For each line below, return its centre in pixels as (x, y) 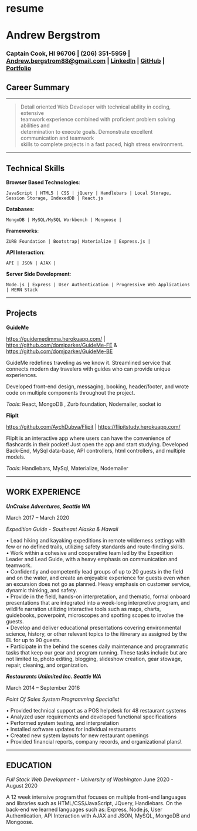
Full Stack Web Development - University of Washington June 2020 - (90, 779)
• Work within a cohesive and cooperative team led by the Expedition (90, 552)
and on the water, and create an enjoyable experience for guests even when (98, 578)
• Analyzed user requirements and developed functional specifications (91, 717)
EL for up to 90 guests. (34, 640)
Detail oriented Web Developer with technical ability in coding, (96, 107)
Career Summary (38, 87)
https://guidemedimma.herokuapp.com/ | (56, 338)
